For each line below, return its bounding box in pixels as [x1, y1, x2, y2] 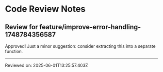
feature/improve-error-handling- [39, 23, 141, 31]
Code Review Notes [5, 3, 86, 15]
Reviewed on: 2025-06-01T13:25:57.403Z [5, 62, 88, 68]
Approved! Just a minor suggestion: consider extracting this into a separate [5, 43, 156, 49]
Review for [5, 23, 38, 31]
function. [5, 49, 23, 54]
